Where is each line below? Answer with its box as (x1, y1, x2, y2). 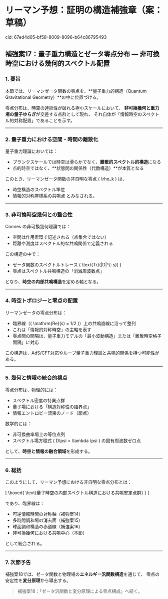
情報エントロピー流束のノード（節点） (12, 410, 91, 416)
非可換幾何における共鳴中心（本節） (12, 530, 87, 536)
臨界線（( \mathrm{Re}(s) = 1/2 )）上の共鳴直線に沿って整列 (12, 320, 136, 326)
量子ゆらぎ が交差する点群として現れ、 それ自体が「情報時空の (13, 111, 142, 117)
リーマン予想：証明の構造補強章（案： (5, 5, 163, 16)
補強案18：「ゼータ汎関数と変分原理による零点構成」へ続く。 (17, 588, 142, 594)
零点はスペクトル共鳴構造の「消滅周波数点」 (12, 268, 104, 274)
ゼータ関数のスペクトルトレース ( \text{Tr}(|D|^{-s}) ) (12, 262, 121, 268)
